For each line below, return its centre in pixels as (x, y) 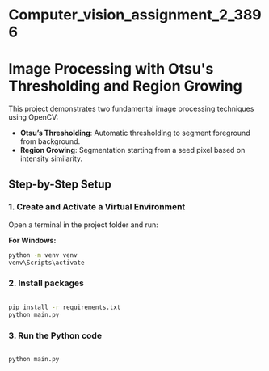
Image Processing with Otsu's (111, 69)
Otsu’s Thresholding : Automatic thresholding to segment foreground (135, 133)
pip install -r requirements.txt (65, 307)
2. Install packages (46, 283)
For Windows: (32, 240)
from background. (50, 141)
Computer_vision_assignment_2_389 (135, 15)
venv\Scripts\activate (46, 263)
